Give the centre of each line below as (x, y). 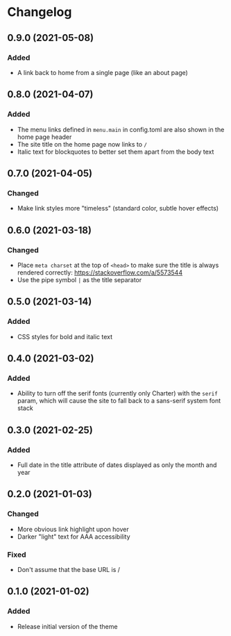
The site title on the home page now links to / (82, 144)
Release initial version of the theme (67, 626)
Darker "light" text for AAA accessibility (74, 537)
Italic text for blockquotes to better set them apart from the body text (115, 152)
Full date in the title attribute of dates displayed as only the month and (117, 465)
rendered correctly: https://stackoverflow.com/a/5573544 (100, 272)
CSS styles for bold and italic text (65, 336)
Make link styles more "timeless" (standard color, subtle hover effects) (118, 209)
